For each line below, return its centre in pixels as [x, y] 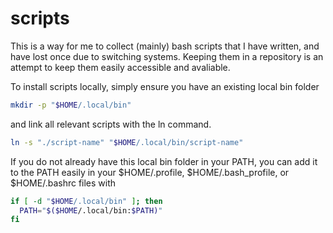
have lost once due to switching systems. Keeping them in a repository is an [167, 56]
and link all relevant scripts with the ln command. [111, 124]
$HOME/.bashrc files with [63, 183]
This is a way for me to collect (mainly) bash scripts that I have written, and [165, 46]
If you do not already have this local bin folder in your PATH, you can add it [164, 161]
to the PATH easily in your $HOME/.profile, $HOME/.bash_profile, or [150, 172]
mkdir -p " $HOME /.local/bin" [71, 105]
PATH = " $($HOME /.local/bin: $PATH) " [91, 210]
